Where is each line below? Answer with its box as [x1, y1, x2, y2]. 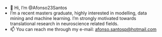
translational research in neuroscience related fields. [10, 20, 119, 26]
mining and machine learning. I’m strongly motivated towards [10, 15, 136, 21]
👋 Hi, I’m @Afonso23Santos [10, 5, 67, 10]
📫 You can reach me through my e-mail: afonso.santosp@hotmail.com [10, 26, 157, 32]
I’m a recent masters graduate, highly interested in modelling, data [10, 10, 147, 16]
